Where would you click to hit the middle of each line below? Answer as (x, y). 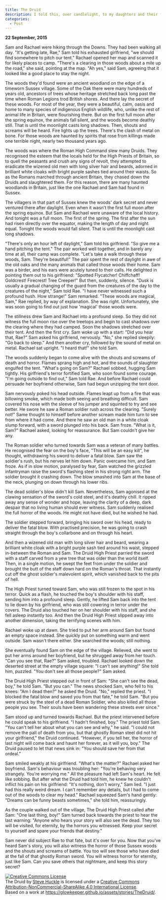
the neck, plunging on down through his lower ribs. (57, 482)
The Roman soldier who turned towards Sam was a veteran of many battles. (82, 445)
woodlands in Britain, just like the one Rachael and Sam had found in (75, 188)
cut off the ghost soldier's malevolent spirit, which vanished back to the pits (82, 574)
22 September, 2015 (26, 38)
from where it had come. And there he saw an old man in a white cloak (77, 420)
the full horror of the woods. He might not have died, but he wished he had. (82, 513)
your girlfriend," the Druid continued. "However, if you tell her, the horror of (82, 738)
